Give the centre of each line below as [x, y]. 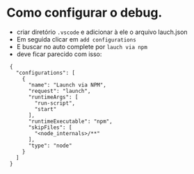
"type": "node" [50, 146]
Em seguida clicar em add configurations [76, 39]
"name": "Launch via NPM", [67, 85]
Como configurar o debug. [84, 13]
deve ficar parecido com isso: [59, 54]
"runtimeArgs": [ [53, 97]
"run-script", [55, 103]
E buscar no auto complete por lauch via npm [82, 46]
